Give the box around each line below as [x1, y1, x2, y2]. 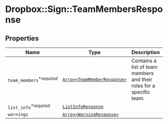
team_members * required [7, 75, 58, 83]
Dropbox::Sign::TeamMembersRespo [5, 3, 163, 15]
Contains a [131, 57, 156, 64]
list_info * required [7, 103, 50, 110]
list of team [131, 63, 158, 70]
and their [131, 76, 152, 83]
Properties [5, 34, 39, 42]
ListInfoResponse [62, 104, 104, 109]
